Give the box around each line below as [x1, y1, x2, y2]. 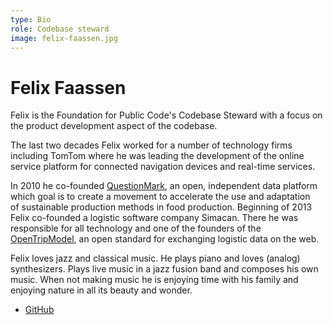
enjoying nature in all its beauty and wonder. [10, 284, 193, 296]
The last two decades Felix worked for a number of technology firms [10, 139, 293, 151]
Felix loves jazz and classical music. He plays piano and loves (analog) [10, 252, 301, 265]
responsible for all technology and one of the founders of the [10, 222, 262, 235]
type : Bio [10, 14, 52, 25]
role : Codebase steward [10, 24, 110, 34]
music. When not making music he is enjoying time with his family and [10, 274, 299, 286]
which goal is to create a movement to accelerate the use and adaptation [10, 191, 311, 203]
